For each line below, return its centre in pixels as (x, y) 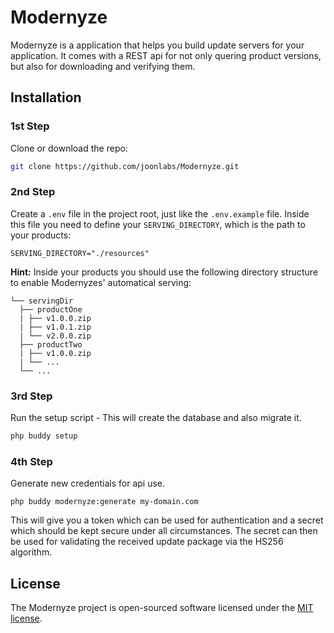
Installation (46, 97)
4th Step (31, 461)
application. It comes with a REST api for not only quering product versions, (166, 55)
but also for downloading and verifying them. (103, 66)
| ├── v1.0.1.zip (55, 327)
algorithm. (31, 552)
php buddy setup (44, 436)
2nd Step (33, 192)
